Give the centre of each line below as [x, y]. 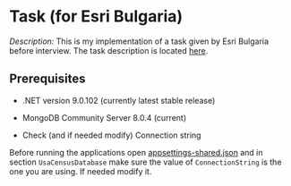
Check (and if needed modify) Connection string [111, 135]
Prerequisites [47, 79]
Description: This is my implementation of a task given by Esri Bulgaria [139, 41]
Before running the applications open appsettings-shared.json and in [136, 152]
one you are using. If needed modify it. [81, 171]
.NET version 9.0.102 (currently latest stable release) [119, 100]
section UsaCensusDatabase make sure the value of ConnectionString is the [145, 162]
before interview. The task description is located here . [109, 50]
